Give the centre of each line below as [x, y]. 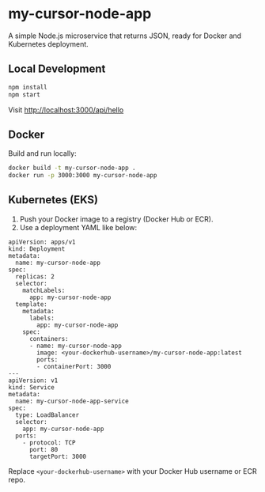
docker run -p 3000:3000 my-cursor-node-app [83, 176]
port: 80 [44, 449]
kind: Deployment [37, 249]
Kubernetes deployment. [48, 44]
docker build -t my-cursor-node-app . [72, 168]
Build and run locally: [42, 153]
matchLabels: [44, 290]
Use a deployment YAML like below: [78, 227]
